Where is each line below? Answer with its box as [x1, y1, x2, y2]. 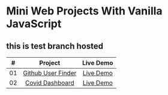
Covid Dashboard [25, 79, 74, 87]
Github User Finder [23, 69, 77, 77]
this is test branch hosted [6, 41, 104, 51]
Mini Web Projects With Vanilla [6, 4, 163, 18]
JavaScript [6, 17, 62, 31]
